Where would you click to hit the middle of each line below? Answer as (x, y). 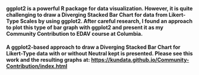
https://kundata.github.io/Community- (140, 60)
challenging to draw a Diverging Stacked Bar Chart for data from (87, 14)
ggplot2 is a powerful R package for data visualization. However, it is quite (99, 8)
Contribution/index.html (37, 66)
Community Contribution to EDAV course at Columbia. (75, 33)
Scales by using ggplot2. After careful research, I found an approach (106, 21)
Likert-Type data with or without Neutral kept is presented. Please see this (99, 54)
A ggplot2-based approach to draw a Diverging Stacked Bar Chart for (93, 47)
